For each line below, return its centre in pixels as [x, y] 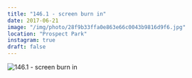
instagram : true [31, 40]
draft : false [27, 47]
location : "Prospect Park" [47, 34]
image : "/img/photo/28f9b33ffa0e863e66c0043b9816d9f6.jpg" [97, 27]
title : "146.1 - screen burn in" [57, 14]
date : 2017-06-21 [33, 21]
